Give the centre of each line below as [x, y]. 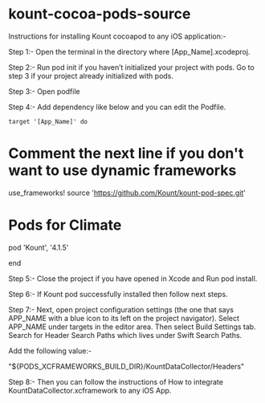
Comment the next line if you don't [126, 154]
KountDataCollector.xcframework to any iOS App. [90, 390]
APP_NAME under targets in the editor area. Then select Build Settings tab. [132, 327]
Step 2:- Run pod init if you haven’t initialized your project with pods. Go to [131, 67]
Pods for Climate [65, 225]
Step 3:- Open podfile [44, 91]
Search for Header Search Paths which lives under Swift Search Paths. [125, 335]
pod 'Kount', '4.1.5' [39, 247]
